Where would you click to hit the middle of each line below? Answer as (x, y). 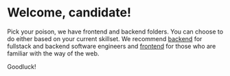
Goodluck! (22, 66)
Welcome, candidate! (69, 13)
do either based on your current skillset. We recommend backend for (105, 38)
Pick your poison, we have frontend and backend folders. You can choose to (115, 31)
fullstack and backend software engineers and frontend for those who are (112, 46)
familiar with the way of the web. (53, 53)
